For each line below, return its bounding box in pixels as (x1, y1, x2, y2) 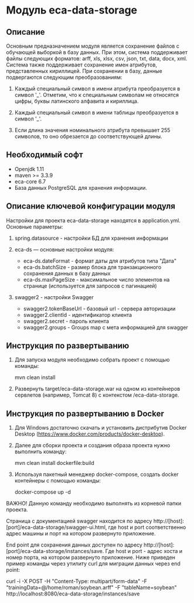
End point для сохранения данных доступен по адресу (6, 541, 142, 548)
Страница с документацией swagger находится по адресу (6, 518, 152, 525)
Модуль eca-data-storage (6, 4, 138, 17)
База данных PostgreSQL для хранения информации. (14, 184, 148, 191)
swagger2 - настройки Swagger (14, 293, 94, 300)
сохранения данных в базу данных (23, 270, 111, 277)
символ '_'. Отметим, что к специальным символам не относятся (14, 92, 179, 98)
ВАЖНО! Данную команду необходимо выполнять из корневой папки (6, 500, 182, 507)
